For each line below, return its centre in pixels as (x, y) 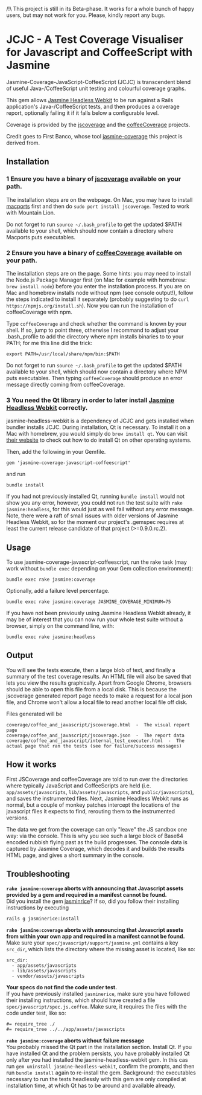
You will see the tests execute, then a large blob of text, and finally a (91, 670)
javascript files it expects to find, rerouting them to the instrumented (91, 811)
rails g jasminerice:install (43, 919)
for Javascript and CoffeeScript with (99, 52)
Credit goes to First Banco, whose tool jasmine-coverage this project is (94, 136)
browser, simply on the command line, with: (60, 626)
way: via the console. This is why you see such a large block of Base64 (95, 836)
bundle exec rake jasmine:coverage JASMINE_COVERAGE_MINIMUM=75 (89, 602)
